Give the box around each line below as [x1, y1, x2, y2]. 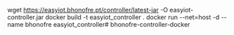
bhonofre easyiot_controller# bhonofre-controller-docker [25, 21, 190, 28]
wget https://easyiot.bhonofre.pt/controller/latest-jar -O [7, 6, 169, 14]
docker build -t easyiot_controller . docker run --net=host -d [45, 13, 220, 21]
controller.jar [7, 13, 44, 21]
